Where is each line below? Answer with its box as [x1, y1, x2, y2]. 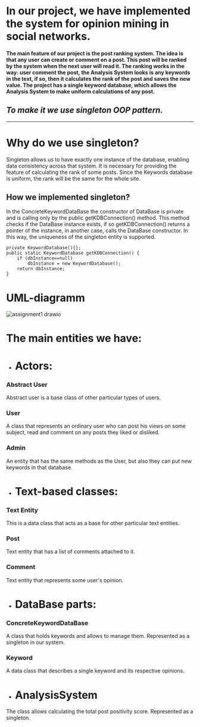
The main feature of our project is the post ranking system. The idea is [6, 50, 183, 57]
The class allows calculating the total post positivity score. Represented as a [6, 708, 193, 715]
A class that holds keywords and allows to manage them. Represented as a [6, 633, 190, 640]
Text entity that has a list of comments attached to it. [6, 548, 135, 555]
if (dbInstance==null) [17, 255, 73, 261]
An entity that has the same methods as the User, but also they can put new [6, 457, 192, 465]
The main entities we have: [6, 332, 142, 345]
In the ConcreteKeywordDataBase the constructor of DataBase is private [6, 208, 184, 215]
